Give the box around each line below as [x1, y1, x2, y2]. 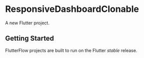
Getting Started [5, 34, 54, 43]
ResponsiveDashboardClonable [5, 3, 140, 15]
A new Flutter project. [5, 20, 50, 26]
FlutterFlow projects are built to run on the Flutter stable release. [5, 47, 138, 53]
